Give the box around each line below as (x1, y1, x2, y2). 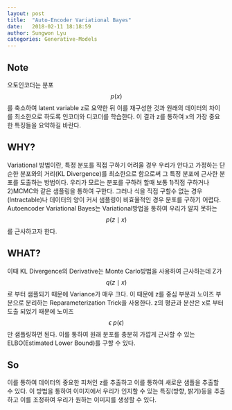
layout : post (7, 10, 45, 17)
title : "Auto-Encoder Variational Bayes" (7, 17, 132, 24)
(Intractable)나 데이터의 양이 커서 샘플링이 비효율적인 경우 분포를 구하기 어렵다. (7, 195, 222, 204)
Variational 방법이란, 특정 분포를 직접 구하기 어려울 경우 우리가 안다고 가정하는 (7, 161, 218, 169)
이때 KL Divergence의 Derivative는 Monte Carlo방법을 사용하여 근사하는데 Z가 (7, 267, 222, 275)
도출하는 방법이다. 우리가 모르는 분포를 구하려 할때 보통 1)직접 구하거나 (19, 178, 210, 186)
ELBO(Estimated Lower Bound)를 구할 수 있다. (7, 339, 136, 347)
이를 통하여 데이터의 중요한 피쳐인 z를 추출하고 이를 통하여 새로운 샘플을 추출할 (7, 378, 220, 386)
